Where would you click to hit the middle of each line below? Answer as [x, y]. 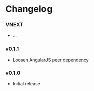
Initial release [26, 84]
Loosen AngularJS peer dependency [51, 60]
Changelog [29, 9]
